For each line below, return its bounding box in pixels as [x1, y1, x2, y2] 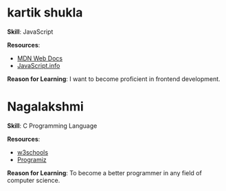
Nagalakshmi [7, 99, 84, 115]
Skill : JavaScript [7, 27, 54, 36]
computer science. [7, 176, 60, 184]
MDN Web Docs [16, 54, 63, 63]
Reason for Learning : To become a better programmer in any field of [7, 168, 203, 177]
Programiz [16, 155, 47, 164]
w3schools [16, 148, 49, 156]
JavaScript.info [16, 61, 60, 69]
